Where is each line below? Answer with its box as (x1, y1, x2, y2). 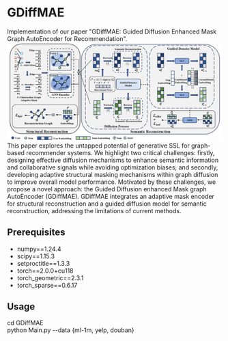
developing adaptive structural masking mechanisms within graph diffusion (7, 170, 218, 178)
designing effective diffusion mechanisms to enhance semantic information (7, 156, 219, 164)
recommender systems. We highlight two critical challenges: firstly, (26, 148, 215, 156)
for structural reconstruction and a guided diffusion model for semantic (7, 200, 207, 208)
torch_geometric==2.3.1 (16, 273, 84, 282)
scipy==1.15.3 (16, 251, 55, 260)
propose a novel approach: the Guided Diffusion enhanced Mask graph (7, 185, 207, 193)
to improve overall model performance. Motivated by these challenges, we (7, 178, 216, 186)
